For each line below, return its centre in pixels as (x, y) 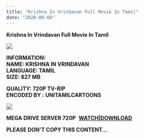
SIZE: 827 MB (23, 77)
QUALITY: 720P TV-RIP (36, 89)
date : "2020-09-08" (31, 17)
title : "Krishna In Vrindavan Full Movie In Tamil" (72, 12)
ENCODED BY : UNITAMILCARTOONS (54, 95)
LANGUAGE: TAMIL (31, 71)
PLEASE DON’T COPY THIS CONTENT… (57, 130)
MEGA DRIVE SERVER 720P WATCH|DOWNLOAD (69, 118)
